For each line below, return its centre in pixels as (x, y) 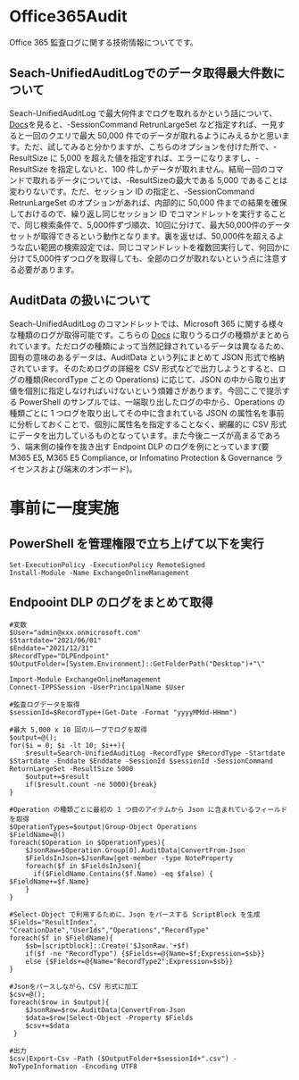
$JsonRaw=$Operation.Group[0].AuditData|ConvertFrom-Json (135, 850)
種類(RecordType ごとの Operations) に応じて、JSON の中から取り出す (155, 379)
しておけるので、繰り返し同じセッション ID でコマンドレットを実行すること (148, 213)
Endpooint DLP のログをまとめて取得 (112, 602)
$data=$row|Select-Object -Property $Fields (109, 1018)
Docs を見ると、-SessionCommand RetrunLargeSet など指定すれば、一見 (144, 124)
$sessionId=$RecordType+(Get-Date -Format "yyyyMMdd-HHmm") (124, 713)
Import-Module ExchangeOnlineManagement (86, 680)
